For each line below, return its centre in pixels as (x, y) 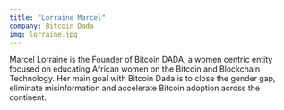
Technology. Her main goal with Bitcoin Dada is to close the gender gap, (142, 79)
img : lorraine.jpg (43, 34)
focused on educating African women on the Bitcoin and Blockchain (135, 69)
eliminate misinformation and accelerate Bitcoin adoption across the (135, 88)
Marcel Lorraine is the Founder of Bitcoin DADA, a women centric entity (141, 60)
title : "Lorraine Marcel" (57, 17)
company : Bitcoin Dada (52, 26)
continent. (28, 97)
